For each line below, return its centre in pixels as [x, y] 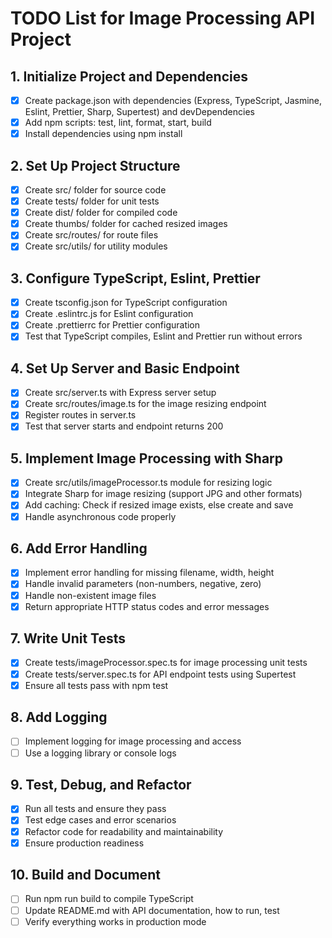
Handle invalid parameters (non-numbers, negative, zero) [143, 584]
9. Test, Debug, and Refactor [101, 784]
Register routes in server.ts [80, 415]
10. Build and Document [85, 875]
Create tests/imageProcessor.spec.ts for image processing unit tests [166, 663]
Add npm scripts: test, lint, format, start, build [118, 123]
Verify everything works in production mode [115, 921]
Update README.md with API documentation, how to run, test [152, 910]
